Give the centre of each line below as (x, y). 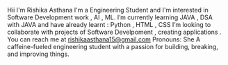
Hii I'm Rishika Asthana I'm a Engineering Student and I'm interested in (108, 10)
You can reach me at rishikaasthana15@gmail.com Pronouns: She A (104, 39)
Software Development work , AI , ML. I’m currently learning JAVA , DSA (110, 17)
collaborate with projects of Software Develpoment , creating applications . (114, 32)
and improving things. (38, 54)
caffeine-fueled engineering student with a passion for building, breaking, (113, 47)
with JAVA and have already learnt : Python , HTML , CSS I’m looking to (109, 25)
